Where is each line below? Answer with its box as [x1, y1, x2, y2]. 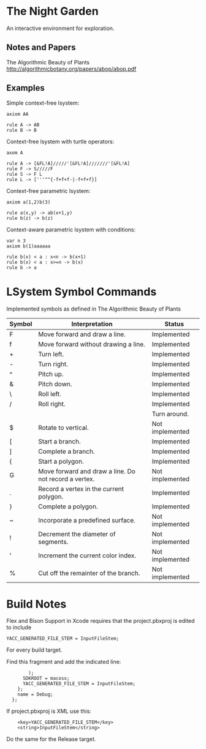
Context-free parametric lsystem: [6, 187, 91, 194]
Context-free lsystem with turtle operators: [6, 138, 115, 145]
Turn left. [37, 350, 64, 358]
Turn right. [37, 359, 69, 368]
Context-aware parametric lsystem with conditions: [6, 225, 136, 233]
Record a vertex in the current [37, 484, 124, 493]
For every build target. [6, 646, 63, 653]
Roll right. [37, 399, 66, 408]
